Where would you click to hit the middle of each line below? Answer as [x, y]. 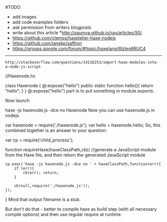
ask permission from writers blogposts [52, 27]
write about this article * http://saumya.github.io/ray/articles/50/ [77, 33]
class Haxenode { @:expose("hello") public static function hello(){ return [79, 86]
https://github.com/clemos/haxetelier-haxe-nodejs [64, 38]
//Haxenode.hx [20, 76]
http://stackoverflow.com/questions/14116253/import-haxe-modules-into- [82, 62]
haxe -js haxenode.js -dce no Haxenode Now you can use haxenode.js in [80, 110]
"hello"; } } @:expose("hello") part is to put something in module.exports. [80, 91]
